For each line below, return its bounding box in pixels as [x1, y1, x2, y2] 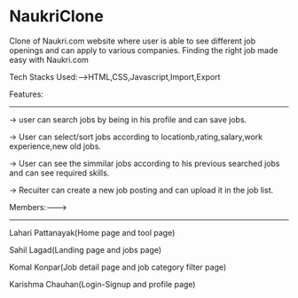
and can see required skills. [9, 167, 110, 178]
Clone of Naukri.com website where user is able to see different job [9, 35, 255, 46]
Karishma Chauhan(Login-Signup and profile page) [9, 278, 196, 289]
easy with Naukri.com [9, 54, 89, 65]
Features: [9, 89, 44, 99]
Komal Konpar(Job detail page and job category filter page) [9, 262, 227, 272]
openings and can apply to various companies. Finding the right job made [9, 44, 278, 55]
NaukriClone [9, 6, 104, 27]
